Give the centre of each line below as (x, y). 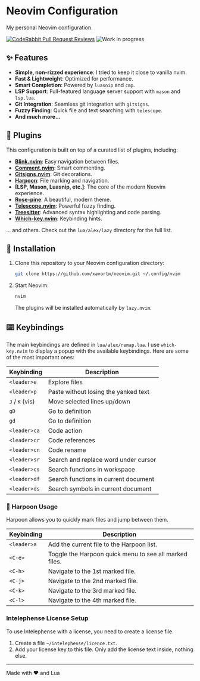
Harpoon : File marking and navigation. (62, 180)
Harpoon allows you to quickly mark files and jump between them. (87, 520)
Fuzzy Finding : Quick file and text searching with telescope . (88, 110)
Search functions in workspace (91, 469)
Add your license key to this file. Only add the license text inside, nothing (104, 649)
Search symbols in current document (100, 489)
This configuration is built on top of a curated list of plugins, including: (92, 150)
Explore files (65, 382)
